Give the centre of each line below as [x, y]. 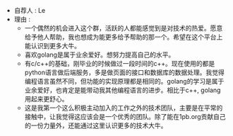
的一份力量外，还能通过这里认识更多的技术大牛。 [96, 125]
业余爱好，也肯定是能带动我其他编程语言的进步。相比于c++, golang [123, 90]
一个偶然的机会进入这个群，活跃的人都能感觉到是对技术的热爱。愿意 [124, 28]
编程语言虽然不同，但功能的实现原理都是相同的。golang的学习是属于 [124, 81]
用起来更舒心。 [46, 99]
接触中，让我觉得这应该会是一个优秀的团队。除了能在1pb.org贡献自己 [125, 117]
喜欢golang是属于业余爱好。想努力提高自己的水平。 [100, 55]
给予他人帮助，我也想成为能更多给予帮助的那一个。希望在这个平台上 [124, 37]
